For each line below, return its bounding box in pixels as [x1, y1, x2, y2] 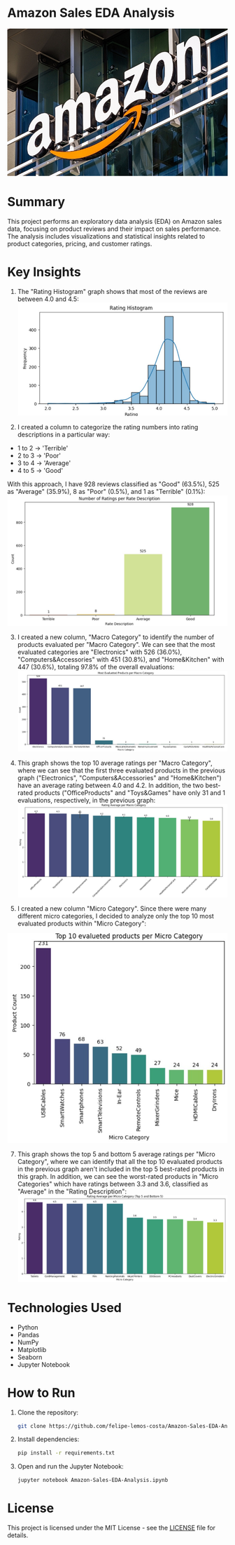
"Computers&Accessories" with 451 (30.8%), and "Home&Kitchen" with [17, 655, 225, 664]
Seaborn [17, 1353, 43, 1361]
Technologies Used [7, 1299, 122, 1316]
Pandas [17, 1330, 40, 1339]
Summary [7, 194, 65, 210]
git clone [17, 1422, 47, 1429]
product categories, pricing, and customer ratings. [7, 239, 152, 248]
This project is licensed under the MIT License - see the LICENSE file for [7, 1524, 215, 1532]
